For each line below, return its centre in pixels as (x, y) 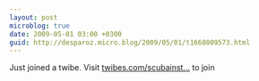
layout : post (34, 17)
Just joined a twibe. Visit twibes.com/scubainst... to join (112, 68)
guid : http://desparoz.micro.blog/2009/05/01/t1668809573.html (130, 42)
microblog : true (39, 26)
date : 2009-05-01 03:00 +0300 (66, 34)
